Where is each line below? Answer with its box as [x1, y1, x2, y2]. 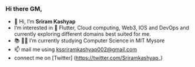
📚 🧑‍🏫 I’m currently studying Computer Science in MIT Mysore [14, 37, 165, 44]
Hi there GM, [5, 5, 42, 13]
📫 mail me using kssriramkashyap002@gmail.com [14, 46, 137, 53]
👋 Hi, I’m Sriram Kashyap [14, 18, 76, 25]
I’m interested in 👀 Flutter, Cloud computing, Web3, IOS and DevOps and [14, 24, 189, 31]
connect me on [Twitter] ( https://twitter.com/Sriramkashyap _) [14, 55, 163, 62]
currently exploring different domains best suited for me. [14, 31, 151, 38]
